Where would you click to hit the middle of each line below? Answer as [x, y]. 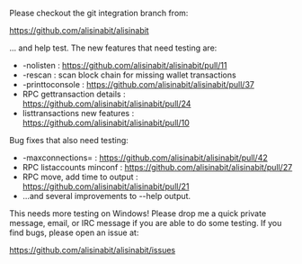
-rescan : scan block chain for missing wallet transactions [129, 75]
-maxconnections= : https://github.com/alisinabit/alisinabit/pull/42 [145, 158]
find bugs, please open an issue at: [74, 232]
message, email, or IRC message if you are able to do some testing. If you [146, 223]
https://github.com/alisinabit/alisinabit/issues [93, 250]
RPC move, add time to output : [80, 177]
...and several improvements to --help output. [107, 196]
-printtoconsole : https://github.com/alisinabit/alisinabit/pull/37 [138, 84]
